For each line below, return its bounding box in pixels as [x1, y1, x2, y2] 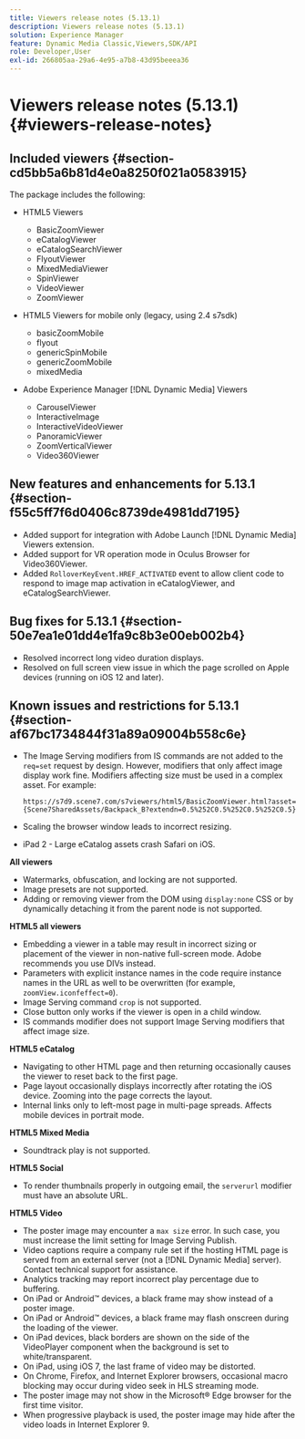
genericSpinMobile [36, 347, 107, 357]
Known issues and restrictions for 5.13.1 [9, 699, 239, 714]
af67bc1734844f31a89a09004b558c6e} [9, 727, 248, 742]
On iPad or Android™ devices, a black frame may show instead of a [22, 1293, 274, 1304]
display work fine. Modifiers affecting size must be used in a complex [22, 770, 284, 781]
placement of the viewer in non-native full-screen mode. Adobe [22, 948, 262, 959]
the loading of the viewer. [22, 1322, 118, 1333]
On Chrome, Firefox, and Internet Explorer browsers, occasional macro [22, 1371, 289, 1382]
